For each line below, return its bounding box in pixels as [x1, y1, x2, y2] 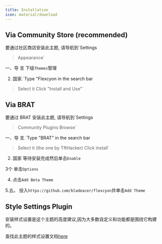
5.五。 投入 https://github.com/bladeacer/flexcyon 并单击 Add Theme [5, 187, 145, 194]
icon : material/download [5, 12, 58, 17]
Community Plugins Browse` [17, 124, 77, 131]
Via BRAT [5, 100, 35, 109]
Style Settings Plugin [5, 202, 73, 211]
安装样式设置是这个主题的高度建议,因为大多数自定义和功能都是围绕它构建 [5, 216, 157, 222]
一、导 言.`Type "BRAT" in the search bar [5, 135, 91, 141]
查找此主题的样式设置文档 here [5, 233, 68, 239]
